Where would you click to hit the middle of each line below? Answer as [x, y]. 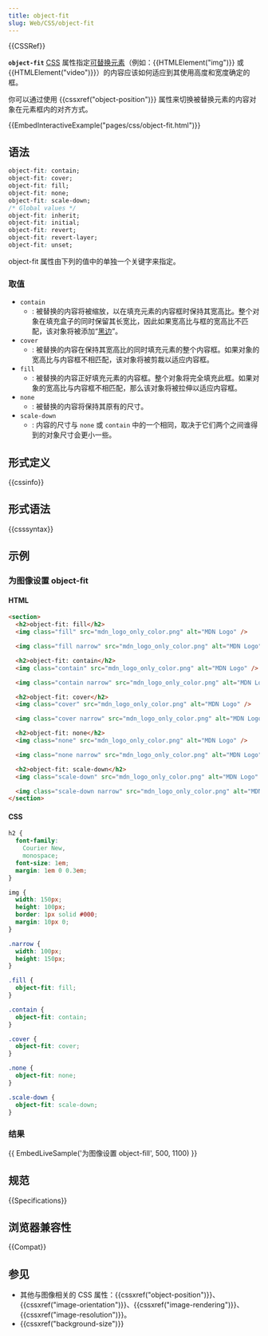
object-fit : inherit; [44, 215]
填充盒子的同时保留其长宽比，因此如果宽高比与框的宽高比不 [144, 321]
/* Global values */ [43, 208]
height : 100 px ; [41, 907]
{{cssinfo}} [26, 483]
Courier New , [44, 849]
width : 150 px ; [39, 900]
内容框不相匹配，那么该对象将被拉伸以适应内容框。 [158, 388]
